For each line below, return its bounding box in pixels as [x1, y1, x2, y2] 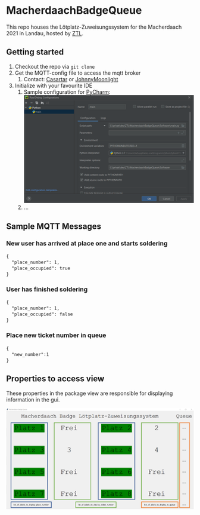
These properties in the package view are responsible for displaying [6, 390, 173, 397]
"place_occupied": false [11, 311, 73, 317]
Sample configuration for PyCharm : [23, 88, 111, 96]
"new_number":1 [11, 351, 49, 357]
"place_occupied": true [11, 265, 70, 272]
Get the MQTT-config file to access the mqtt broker [14, 69, 141, 76]
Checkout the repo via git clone [14, 63, 95, 70]
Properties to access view [6, 374, 105, 384]
